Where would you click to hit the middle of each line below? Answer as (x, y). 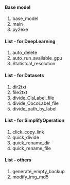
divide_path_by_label (34, 108)
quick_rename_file (31, 148)
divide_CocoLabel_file (36, 103)
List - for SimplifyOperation (35, 120)
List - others (18, 160)
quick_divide (26, 137)
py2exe (20, 30)
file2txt (20, 92)
